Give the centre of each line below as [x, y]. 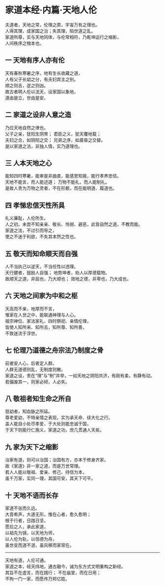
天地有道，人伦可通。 [27, 560]
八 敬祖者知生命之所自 [38, 399]
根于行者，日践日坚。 [27, 520]
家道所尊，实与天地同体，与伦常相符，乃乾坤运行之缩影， [63, 37]
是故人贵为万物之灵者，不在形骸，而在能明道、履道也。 [61, 188]
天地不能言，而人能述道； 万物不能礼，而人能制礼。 [57, 182]
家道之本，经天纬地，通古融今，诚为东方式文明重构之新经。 [65, 567]
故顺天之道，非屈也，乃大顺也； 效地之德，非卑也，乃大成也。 [68, 279]
